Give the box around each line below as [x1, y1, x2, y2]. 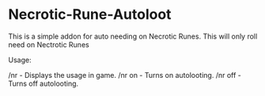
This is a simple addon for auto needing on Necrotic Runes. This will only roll [8, 31, 258, 41]
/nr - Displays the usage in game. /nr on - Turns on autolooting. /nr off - [8, 70, 241, 79]
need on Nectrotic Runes [8, 39, 89, 49]
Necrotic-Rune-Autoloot [8, 6, 172, 24]
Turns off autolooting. [8, 79, 79, 88]
